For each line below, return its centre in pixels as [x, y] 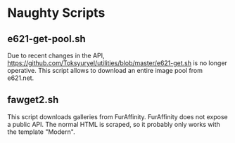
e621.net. [21, 78]
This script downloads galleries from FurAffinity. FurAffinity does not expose [118, 116]
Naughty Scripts [56, 13]
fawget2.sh [33, 100]
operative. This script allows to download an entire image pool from [105, 70]
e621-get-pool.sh [46, 39]
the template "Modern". [41, 132]
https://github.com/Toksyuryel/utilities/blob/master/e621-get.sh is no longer [117, 63]
